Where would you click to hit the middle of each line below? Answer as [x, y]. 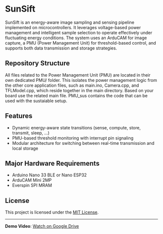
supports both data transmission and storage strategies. [61, 48]
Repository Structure [38, 63]
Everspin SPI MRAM [32, 186]
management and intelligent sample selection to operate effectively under [79, 32]
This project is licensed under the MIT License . [52, 212]
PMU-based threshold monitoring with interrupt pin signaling [73, 138]
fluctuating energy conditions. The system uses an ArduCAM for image [76, 38]
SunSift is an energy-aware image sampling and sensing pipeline [70, 22]
